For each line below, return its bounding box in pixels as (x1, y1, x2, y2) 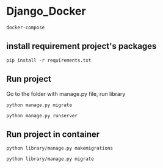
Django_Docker (6, 4, 87, 18)
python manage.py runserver (6, 112, 78, 119)
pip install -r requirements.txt (6, 57, 92, 64)
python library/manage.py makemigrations (6, 145, 114, 152)
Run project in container (6, 129, 100, 139)
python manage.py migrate (6, 102, 72, 108)
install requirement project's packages (6, 41, 157, 51)
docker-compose (6, 24, 45, 31)
